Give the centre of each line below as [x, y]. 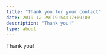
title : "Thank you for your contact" [54, 12]
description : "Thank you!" [40, 23]
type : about [21, 29]
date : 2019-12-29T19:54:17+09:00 [48, 18]
